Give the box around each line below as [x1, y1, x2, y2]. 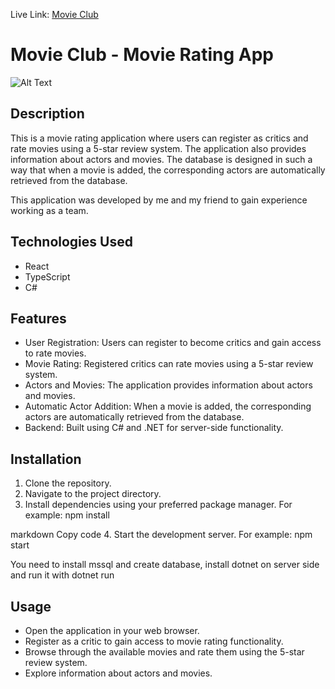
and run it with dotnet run [10, 569, 115, 581]
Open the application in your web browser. [24, 625, 200, 636]
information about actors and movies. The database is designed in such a [10, 153, 313, 165]
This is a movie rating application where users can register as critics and [10, 132, 309, 144]
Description [10, 105, 85, 123]
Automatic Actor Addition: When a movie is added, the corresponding [24, 400, 312, 413]
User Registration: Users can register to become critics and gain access [24, 337, 322, 349]
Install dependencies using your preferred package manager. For [24, 499, 293, 511]
